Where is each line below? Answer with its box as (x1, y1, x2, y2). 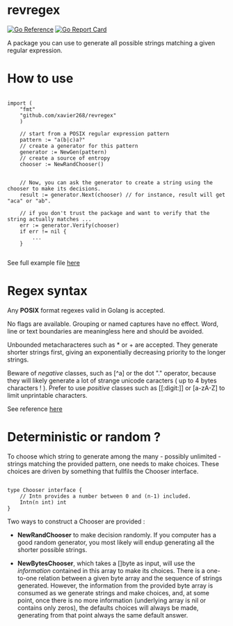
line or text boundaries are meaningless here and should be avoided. (7, 327, 204, 335)
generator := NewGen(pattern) (19, 149, 108, 156)
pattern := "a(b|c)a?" (19, 136, 86, 143)
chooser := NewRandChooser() (19, 161, 104, 167)
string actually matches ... (7, 216, 92, 223)
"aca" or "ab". (7, 198, 51, 204)
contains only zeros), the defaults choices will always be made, (17, 603, 199, 612)
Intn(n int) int (19, 498, 67, 506)
